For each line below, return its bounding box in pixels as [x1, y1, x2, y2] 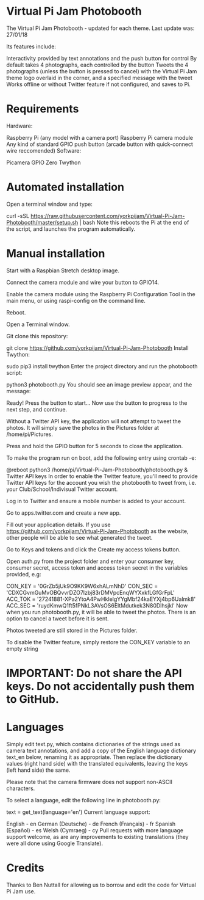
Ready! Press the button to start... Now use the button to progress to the [6, 399, 188, 407]
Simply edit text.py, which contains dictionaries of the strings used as [6, 740, 181, 747]
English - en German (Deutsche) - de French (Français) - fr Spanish [6, 820, 176, 827]
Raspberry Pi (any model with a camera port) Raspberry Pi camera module [6, 134, 194, 141]
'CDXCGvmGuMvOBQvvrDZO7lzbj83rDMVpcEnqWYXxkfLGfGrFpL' [6, 589, 175, 596]
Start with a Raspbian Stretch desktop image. [6, 267, 120, 274]
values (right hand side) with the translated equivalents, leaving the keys [6, 760, 188, 767]
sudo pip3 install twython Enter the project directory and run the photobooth [6, 362, 198, 370]
